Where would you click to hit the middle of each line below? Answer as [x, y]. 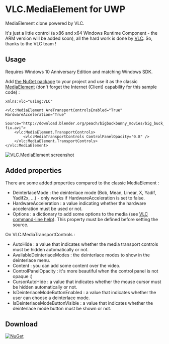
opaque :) [22, 276]
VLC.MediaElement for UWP [65, 9]
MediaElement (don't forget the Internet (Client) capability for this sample [81, 87]
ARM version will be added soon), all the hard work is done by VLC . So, [79, 38]
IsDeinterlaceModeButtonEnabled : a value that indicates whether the [84, 292]
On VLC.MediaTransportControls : [40, 234]
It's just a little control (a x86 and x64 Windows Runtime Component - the [81, 33]
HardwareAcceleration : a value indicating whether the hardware [79, 203]
